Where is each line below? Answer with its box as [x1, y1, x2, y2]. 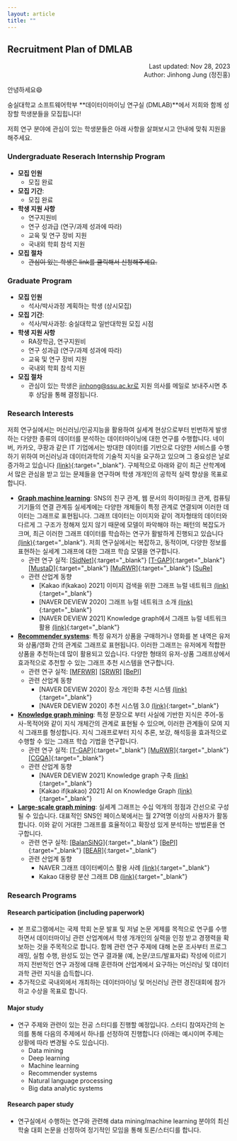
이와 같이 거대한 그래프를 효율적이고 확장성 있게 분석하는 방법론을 [38, 821, 218, 829]
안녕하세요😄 [7, 86, 42, 94]
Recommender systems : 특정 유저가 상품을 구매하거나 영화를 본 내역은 [17, 632, 218, 640]
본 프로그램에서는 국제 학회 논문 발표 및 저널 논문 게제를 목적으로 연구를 [17, 924, 214, 934]
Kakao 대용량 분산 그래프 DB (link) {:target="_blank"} [38, 873, 188, 881]
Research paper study [7, 1100, 74, 1108]
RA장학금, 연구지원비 [28, 337, 86, 345]
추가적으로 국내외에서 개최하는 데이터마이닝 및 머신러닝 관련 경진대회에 [17, 978, 213, 987]
